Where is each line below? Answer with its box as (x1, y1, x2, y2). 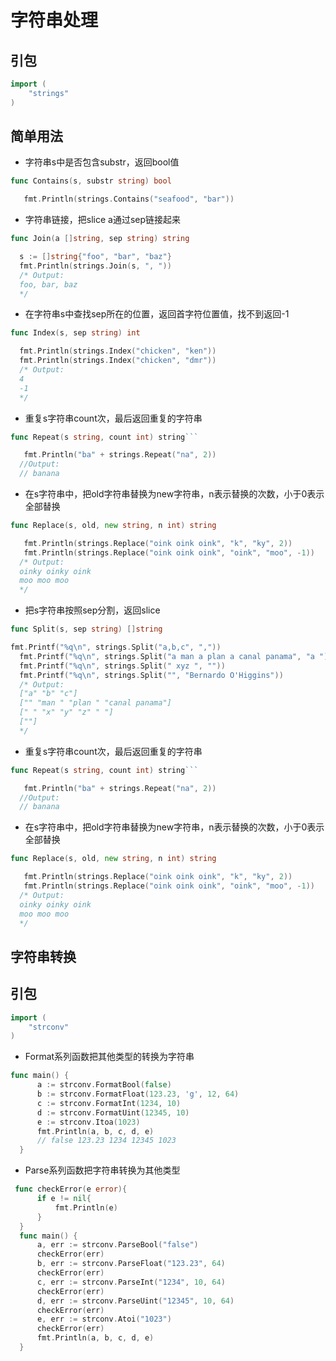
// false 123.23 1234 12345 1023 (36, 1136, 177, 1146)
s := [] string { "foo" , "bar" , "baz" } (19, 252, 172, 262)
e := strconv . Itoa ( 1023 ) (36, 1117, 141, 1127)
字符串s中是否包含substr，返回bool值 (24, 156, 180, 168)
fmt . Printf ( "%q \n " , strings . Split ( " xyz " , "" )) (19, 661, 226, 671)
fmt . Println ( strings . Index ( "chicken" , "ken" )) (19, 346, 217, 356)
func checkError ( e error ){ (14, 1184, 128, 1195)
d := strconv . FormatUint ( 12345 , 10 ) (36, 1107, 190, 1118)
